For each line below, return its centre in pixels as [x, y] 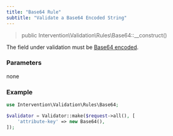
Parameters [24, 63]
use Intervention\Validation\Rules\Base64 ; [63, 105]
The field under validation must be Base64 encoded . [72, 47]
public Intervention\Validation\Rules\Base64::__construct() [94, 35]
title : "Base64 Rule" [34, 12]
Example [20, 92]
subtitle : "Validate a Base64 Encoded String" [67, 18]
